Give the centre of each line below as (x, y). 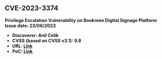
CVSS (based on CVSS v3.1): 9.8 (47, 40)
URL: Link (22, 46)
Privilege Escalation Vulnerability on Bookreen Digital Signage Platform (81, 20)
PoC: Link (22, 51)
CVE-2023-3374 (32, 8)
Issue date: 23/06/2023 (30, 25)
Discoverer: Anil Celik (35, 35)
